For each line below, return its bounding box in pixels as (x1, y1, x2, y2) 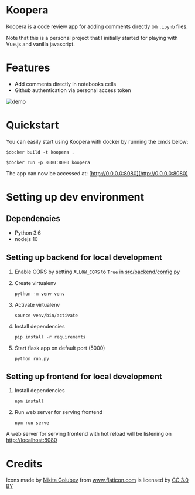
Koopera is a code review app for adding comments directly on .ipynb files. (6, 23, 189, 30)
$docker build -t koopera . (6, 149, 75, 155)
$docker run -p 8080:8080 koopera (6, 160, 91, 165)
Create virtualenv (14, 279, 57, 286)
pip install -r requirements (14, 334, 86, 340)
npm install (14, 398, 44, 405)
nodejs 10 (14, 235, 38, 242)
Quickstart (6, 118, 60, 132)
